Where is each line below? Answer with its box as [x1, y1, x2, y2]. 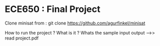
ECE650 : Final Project [5, 3, 101, 15]
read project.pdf [5, 35, 39, 41]
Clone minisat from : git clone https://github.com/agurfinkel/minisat [5, 20, 146, 26]
